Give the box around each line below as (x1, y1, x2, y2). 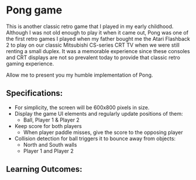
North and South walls (23, 141, 77, 148)
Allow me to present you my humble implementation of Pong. (6, 71, 153, 78)
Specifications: (6, 88, 63, 98)
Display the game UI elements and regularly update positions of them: (14, 110, 183, 117)
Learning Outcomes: (6, 164, 82, 174)
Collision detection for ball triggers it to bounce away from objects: (14, 135, 176, 142)
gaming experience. (6, 60, 54, 67)
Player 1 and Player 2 (23, 147, 74, 154)
